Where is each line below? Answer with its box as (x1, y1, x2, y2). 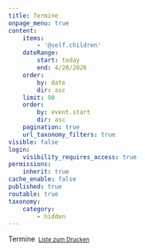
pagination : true (22, 123, 80, 131)
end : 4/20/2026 (37, 64, 88, 72)
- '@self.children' (37, 42, 102, 50)
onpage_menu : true (8, 19, 69, 27)
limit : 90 (22, 94, 56, 102)
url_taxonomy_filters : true (22, 130, 116, 138)
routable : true (8, 189, 59, 198)
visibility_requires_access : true (22, 153, 137, 161)
